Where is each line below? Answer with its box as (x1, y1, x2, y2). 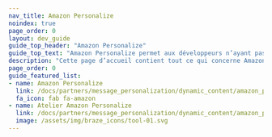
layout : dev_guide (8, 34, 70, 43)
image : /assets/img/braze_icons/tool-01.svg (15, 117, 168, 125)
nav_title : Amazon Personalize (8, 11, 114, 20)
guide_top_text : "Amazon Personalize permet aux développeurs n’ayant (8, 49, 252, 57)
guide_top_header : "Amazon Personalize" (8, 42, 147, 50)
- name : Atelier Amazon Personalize (8, 102, 132, 110)
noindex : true (8, 19, 57, 27)
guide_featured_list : (8, 72, 82, 80)
